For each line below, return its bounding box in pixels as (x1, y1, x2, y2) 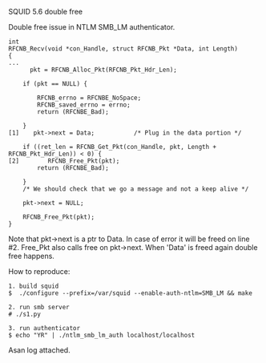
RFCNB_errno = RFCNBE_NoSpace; (37, 94, 142, 102)
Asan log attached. (8, 345, 71, 355)
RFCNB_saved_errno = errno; (37, 101, 131, 109)
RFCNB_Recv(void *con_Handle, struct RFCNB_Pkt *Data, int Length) (8, 45, 239, 53)
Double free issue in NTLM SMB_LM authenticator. (8, 22, 175, 31)
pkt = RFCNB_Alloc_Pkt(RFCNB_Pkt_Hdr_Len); (29, 66, 178, 74)
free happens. (8, 252, 54, 260)
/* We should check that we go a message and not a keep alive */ (22, 185, 249, 193)
